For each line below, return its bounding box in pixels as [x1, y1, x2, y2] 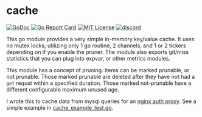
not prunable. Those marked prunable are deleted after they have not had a [6, 73, 195, 80]
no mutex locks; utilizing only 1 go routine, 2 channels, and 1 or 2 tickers [6, 42, 187, 49]
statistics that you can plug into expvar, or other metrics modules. [6, 55, 171, 62]
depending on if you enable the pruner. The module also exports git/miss [6, 48, 189, 55]
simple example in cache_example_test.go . [6, 104, 114, 111]
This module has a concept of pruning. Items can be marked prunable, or [6, 66, 190, 73]
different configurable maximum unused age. [6, 85, 120, 93]
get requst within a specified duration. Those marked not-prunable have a [6, 79, 192, 87]
